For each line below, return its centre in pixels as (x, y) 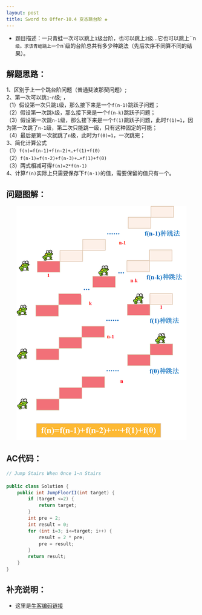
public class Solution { (37, 486)
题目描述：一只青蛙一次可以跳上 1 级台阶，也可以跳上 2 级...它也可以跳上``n (106, 38)
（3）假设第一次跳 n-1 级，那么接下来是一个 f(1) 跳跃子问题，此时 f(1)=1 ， (97, 120)
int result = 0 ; (48, 525)
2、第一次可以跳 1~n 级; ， (37, 98)
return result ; (47, 557)
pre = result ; (56, 544)
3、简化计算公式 (27, 143)
